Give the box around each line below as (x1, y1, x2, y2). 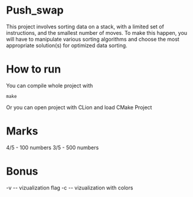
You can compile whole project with (6, 82, 93, 89)
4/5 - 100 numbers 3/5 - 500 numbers (6, 144, 99, 151)
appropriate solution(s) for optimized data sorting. (6, 42, 128, 49)
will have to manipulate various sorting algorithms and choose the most (6, 35, 180, 42)
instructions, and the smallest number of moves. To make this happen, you (6, 29, 188, 36)
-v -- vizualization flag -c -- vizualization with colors (6, 184, 133, 191)
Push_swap (6, 4, 64, 17)
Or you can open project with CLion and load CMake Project (6, 104, 152, 111)
